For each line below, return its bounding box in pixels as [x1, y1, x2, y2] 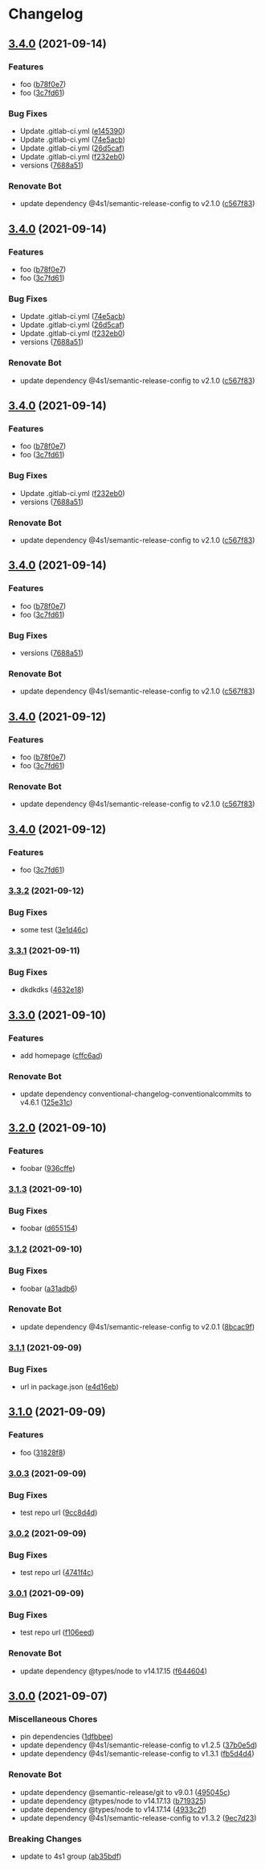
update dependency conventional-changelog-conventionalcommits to [19, 1089, 251, 1099]
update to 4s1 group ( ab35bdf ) [19, 1851, 122, 1861]
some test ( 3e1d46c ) [19, 925, 88, 935]
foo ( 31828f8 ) [19, 1447, 66, 1458]
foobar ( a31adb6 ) [19, 1284, 78, 1293]
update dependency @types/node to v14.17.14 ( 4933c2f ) [19, 1805, 207, 1814]
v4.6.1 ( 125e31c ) [19, 1098, 73, 1107]
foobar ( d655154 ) [19, 1223, 79, 1233]
